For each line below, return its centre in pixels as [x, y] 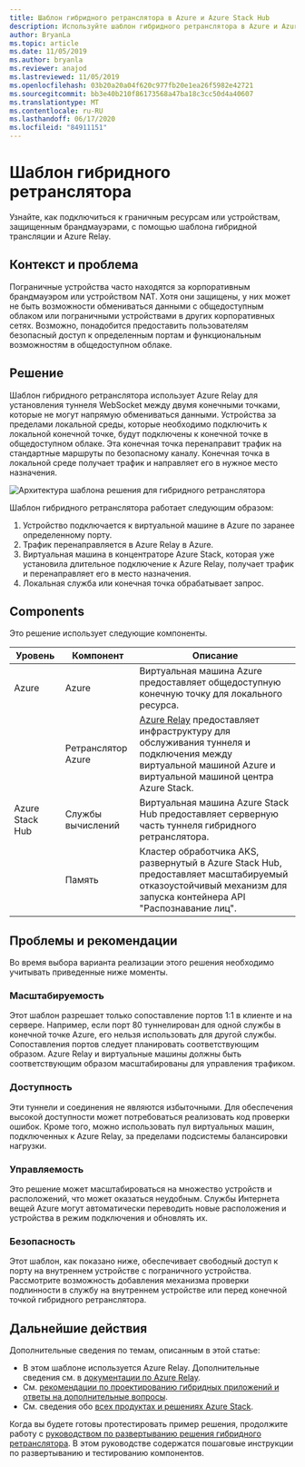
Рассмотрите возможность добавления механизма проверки [129, 1281]
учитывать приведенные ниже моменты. [89, 972]
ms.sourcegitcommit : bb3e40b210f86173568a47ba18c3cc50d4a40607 [132, 94]
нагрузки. [28, 1145]
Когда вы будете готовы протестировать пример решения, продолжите [149, 1424]
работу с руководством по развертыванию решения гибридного [135, 1434]
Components [47, 611]
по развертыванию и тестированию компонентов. [107, 1453]
